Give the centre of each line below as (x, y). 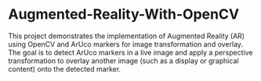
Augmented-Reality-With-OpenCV (124, 14)
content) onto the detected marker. (65, 69)
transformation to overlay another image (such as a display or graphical (123, 61)
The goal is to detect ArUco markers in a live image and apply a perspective (130, 52)
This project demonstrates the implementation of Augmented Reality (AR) (127, 36)
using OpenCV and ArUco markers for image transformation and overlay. (126, 44)
